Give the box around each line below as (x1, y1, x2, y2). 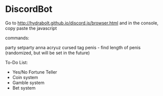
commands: (5, 35, 30, 41)
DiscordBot (5, 3, 53, 15)
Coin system (12, 74, 38, 80)
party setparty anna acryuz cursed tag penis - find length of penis (5, 44, 141, 50)
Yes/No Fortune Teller (12, 69, 57, 75)
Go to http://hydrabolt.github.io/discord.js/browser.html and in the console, (5, 20, 159, 26)
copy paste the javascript (5, 25, 57, 31)
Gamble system (12, 80, 45, 86)
